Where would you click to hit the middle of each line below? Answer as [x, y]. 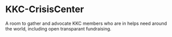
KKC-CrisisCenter [45, 9]
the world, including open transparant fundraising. [58, 28]
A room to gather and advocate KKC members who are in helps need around [86, 23]
